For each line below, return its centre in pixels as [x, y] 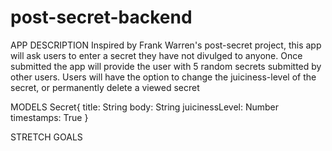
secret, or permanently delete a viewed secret [105, 87]
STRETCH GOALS [46, 137]
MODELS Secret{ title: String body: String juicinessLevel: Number [145, 107]
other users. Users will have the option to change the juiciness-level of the [163, 77]
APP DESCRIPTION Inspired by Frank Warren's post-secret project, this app [166, 45]
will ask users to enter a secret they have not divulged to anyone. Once [156, 55]
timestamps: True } [49, 117]
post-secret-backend [101, 17]
